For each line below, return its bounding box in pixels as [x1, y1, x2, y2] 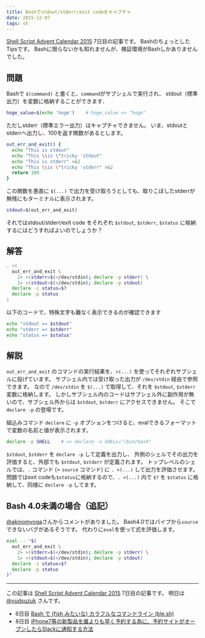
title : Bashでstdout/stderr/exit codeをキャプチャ [6, 9, 131, 15]
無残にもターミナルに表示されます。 [6, 195, 97, 202]
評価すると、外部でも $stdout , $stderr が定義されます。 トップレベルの [6, 459, 185, 466]
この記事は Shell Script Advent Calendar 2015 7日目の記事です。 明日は [6, 590, 185, 597]
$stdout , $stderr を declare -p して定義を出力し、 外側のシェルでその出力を [6, 451, 199, 458]
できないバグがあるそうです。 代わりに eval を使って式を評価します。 [6, 526, 178, 533]
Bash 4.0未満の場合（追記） [6, 501, 113, 511]
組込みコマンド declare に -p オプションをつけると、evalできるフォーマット [6, 419, 197, 426]
